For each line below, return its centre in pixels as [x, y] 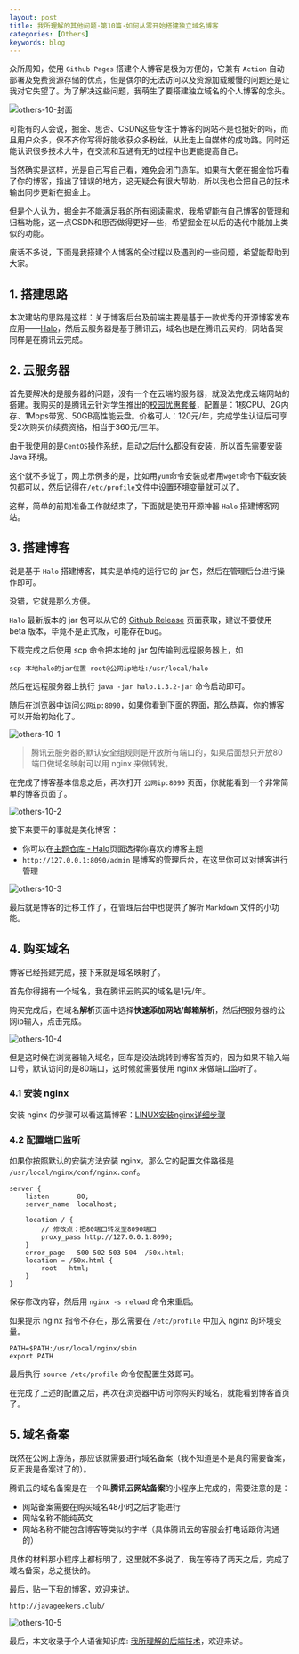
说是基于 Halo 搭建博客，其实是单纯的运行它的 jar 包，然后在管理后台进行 [143, 571]
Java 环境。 [31, 457]
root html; [65, 1269]
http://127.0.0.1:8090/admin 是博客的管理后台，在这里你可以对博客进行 [155, 859]
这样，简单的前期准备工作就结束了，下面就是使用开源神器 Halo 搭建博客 [140, 506]
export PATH [31, 1357]
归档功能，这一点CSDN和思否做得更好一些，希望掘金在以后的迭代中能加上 [145, 223]
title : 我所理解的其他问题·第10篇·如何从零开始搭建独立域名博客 [114, 26]
